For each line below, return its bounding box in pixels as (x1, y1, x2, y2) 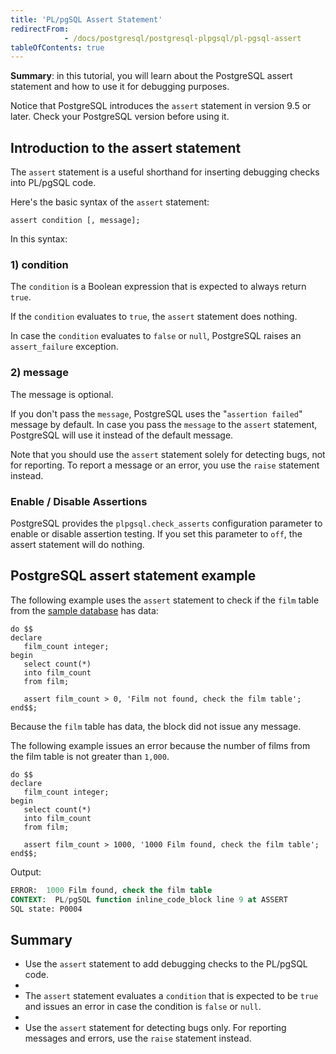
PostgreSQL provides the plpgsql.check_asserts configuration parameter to (10, 517, 323, 529)
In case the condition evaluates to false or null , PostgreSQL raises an (10, 330, 302, 342)
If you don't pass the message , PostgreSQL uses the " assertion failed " (10, 407, 303, 420)
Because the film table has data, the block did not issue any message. (10, 720, 302, 732)
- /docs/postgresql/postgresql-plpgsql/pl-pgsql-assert (63, 33, 302, 43)
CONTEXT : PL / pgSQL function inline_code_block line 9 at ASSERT (10, 894, 288, 905)
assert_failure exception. (10, 341, 119, 353)
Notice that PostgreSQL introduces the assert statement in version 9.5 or (10, 100, 312, 112)
